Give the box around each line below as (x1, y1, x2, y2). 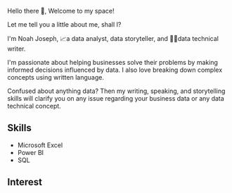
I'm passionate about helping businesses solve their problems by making (7, 58, 218, 66)
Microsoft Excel (17, 141, 63, 149)
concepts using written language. (7, 73, 104, 81)
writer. (7, 44, 26, 53)
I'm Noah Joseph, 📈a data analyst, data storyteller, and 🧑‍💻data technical (7, 35, 219, 42)
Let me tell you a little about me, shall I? (7, 20, 122, 28)
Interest (7, 176, 42, 188)
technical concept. (7, 102, 61, 110)
